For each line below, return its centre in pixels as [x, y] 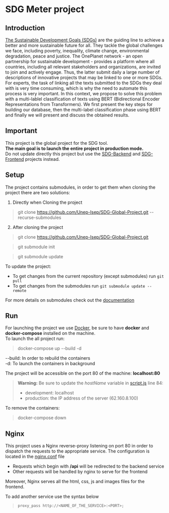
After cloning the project [38, 227]
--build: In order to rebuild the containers [48, 358]
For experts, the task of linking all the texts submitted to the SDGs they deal [84, 83]
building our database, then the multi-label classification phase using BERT [83, 110]
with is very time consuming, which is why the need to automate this [76, 88]
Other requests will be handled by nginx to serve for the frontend [80, 472]
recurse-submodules [39, 217]
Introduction [25, 28]
